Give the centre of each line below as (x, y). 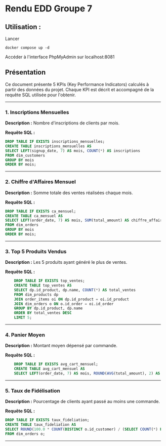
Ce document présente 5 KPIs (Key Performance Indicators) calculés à (77, 84)
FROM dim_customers (25, 155)
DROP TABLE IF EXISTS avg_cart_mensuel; (56, 364)
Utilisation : (23, 27)
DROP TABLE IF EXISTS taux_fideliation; (47, 420)
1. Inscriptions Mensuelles (37, 112)
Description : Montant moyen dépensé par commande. (61, 346)
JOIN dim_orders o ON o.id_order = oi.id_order (64, 304)
